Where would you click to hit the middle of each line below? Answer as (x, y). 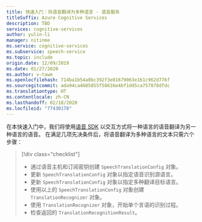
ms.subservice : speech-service (46, 52)
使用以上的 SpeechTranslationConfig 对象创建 (87, 189)
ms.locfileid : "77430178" (39, 108)
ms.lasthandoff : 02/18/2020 (42, 102)
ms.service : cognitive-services (47, 46)
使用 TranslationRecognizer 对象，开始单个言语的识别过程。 (106, 204)
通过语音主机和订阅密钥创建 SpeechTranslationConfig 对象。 (106, 167)
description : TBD (28, 23)
